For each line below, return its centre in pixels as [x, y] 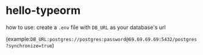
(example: [18, 39]
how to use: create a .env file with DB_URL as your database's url [86, 27]
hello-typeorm [43, 11]
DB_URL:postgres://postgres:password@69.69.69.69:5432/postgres [114, 39]
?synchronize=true [29, 46]
